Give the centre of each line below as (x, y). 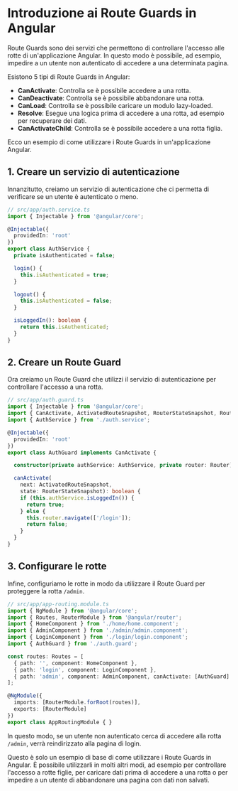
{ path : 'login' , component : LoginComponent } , (85, 669)
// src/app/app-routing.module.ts (58, 604)
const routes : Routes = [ (45, 656)
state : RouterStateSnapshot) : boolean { (80, 492)
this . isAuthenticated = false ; (66, 301)
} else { (33, 511)
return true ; (45, 505)
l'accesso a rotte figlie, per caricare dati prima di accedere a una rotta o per (118, 772)
